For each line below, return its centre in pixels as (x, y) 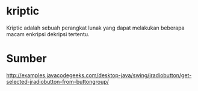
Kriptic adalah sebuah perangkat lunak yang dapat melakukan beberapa (95, 28)
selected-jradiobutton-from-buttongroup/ (58, 81)
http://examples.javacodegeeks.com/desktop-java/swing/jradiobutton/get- (99, 75)
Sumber (26, 59)
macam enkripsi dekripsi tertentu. (48, 34)
